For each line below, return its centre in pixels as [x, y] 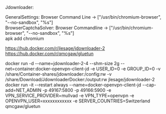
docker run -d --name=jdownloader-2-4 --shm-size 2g [62, 63]
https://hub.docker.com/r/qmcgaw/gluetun [50, 53]
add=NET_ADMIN [23, 90]
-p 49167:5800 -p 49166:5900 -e [77, 90]
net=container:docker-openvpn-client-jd [47, 69]
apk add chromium [25, 38]
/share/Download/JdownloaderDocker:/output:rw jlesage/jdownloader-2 [80, 79]
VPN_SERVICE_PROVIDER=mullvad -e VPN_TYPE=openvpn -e [70, 96]
